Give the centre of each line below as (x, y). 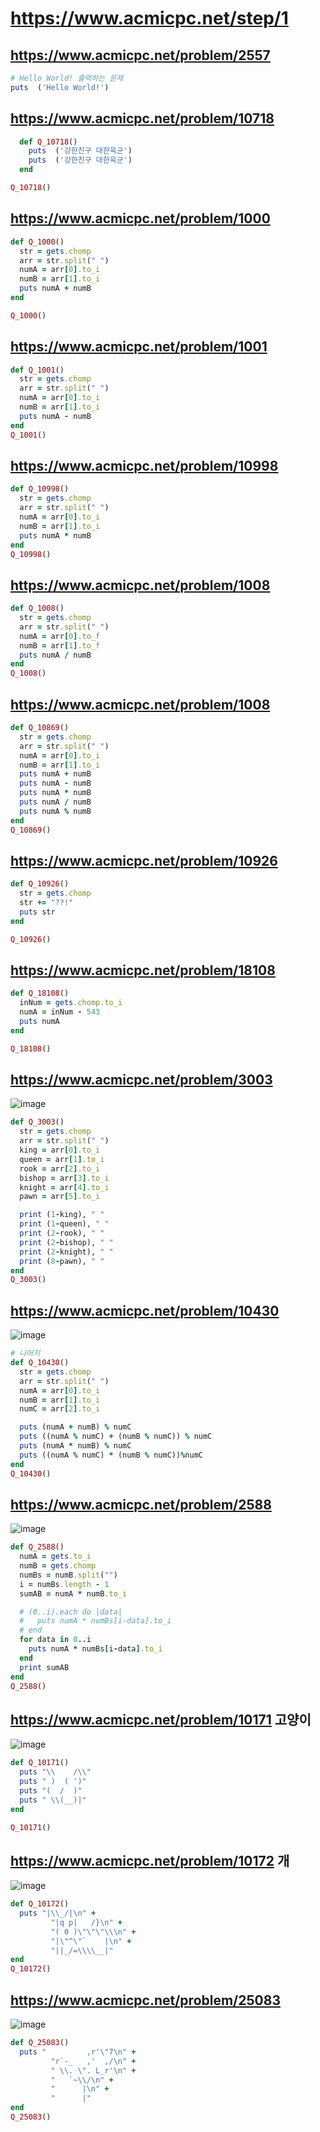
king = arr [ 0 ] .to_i (60, 1150)
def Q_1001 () (37, 370)
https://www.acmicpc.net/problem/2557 (140, 55)
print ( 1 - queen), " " (64, 1224)
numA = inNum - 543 (60, 1012)
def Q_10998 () (40, 489)
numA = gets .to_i (55, 1557)
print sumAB (44, 1667)
